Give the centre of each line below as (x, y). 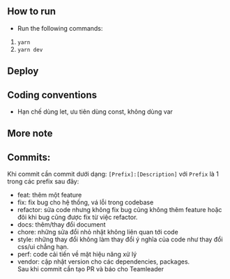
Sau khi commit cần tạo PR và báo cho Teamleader (90, 269)
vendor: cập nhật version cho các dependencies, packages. (103, 262)
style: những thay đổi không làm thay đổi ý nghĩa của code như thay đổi (120, 239)
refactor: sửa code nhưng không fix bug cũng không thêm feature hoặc (120, 210)
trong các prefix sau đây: (43, 181)
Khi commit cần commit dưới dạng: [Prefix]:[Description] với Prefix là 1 (113, 174)
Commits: (29, 157)
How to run (32, 12)
